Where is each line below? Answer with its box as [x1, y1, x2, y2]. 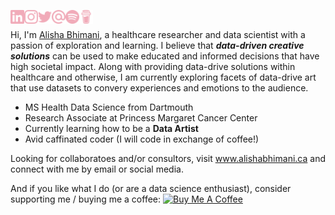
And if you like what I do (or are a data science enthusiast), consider [10, 183, 292, 194]
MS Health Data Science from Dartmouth [24, 101, 194, 113]
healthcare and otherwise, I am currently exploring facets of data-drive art [10, 71, 317, 83]
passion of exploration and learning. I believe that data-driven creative [10, 40, 305, 51]
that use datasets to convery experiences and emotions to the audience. [10, 82, 309, 94]
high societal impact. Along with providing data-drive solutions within [10, 61, 296, 72]
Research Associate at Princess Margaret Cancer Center [24, 112, 258, 124]
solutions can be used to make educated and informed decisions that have [10, 50, 320, 62]
